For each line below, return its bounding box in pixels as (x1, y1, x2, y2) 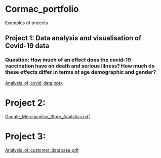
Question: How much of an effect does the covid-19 (5, 57, 131, 63)
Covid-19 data (5, 42, 49, 50)
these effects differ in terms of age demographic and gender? (5, 69, 157, 76)
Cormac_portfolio (5, 3, 79, 15)
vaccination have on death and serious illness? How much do (5, 63, 155, 69)
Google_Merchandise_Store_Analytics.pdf (5, 113, 90, 119)
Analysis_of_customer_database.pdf (5, 147, 79, 153)
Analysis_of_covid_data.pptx (5, 80, 63, 86)
